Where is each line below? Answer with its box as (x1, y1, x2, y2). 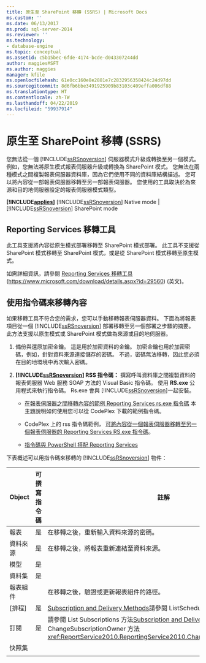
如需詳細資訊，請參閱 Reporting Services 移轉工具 (6, 270, 133, 278)
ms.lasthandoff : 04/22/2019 (6, 100, 78, 106)
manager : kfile (6, 72, 45, 78)
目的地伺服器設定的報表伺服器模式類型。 (17, 186, 120, 194)
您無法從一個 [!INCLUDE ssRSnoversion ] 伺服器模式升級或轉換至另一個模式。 (6, 156, 200, 163)
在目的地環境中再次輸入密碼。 (15, 358, 91, 366)
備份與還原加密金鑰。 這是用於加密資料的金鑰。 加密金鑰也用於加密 (15, 343, 185, 350)
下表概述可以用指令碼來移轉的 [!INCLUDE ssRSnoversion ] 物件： (6, 454, 167, 461)
